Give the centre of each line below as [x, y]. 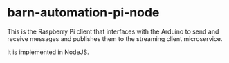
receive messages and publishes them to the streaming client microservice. [115, 38]
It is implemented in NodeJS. [48, 52]
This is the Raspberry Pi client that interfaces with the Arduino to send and [113, 32]
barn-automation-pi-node [83, 13]
